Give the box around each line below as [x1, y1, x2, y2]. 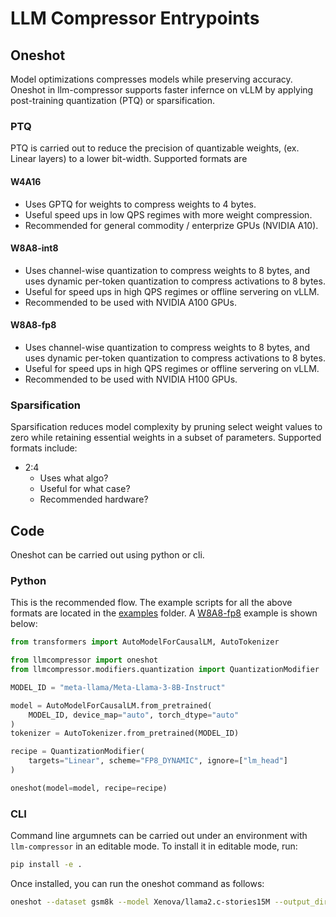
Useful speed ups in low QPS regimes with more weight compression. [24, 208, 313, 221]
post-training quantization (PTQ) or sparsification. [10, 95, 216, 106]
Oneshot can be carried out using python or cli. [10, 549, 205, 561]
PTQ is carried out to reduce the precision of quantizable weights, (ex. [10, 142, 300, 154]
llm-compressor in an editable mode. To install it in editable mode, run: [10, 840, 298, 852]
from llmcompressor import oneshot [10, 655, 159, 666]
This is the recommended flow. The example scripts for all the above [10, 597, 293, 609]
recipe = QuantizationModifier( [10, 747, 145, 757]
